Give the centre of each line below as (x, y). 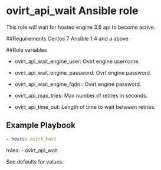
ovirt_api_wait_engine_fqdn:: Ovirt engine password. (78, 84)
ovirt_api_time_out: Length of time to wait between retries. (85, 106)
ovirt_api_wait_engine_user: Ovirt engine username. (77, 61)
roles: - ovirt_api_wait (32, 150)
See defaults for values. (35, 161)
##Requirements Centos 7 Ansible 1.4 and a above (67, 38)
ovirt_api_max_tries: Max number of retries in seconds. (81, 95)
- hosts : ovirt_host (32, 139)
